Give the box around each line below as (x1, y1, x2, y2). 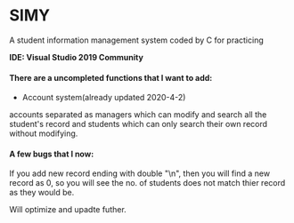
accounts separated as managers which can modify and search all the (9, 109, 267, 120)
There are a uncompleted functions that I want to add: (9, 72, 213, 83)
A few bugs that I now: (9, 148, 94, 159)
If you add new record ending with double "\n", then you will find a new (9, 168, 270, 179)
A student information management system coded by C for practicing (9, 35, 265, 45)
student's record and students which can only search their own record (9, 119, 268, 130)
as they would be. (9, 187, 75, 198)
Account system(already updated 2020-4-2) (21, 92, 186, 103)
